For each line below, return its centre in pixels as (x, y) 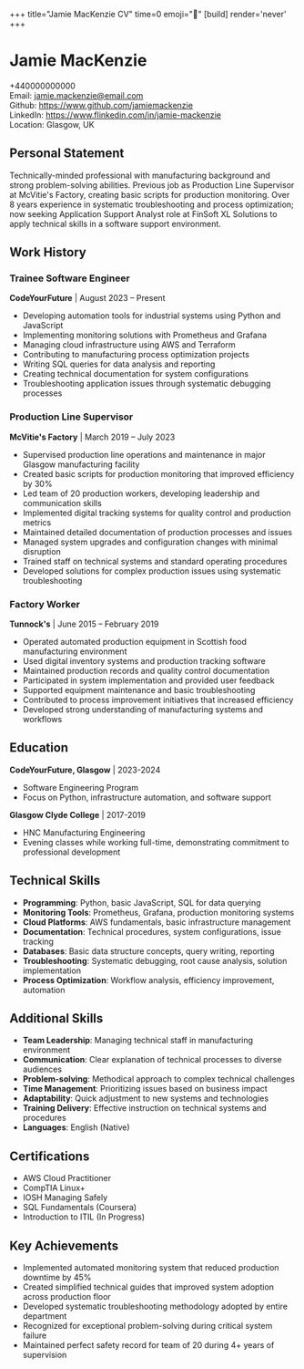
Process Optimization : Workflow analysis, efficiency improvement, (148, 980)
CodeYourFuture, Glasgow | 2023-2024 (85, 770)
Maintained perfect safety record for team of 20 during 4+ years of (148, 1345)
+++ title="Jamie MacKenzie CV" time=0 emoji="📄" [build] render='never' (148, 14)
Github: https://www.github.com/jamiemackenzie (101, 105)
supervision (45, 1355)
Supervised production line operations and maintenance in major (144, 454)
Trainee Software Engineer (70, 278)
